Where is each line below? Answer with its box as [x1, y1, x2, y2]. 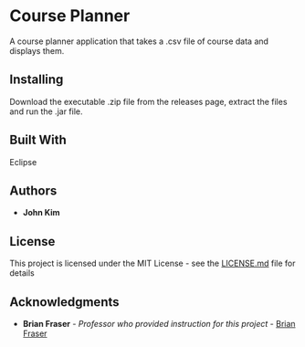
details [9, 268, 35, 279]
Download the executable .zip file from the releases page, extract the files [9, 96, 288, 107]
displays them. [9, 45, 65, 56]
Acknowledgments [9, 294, 121, 310]
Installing [9, 72, 64, 88]
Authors [9, 183, 58, 198]
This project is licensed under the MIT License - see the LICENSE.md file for [9, 258, 296, 269]
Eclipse [9, 156, 37, 167]
